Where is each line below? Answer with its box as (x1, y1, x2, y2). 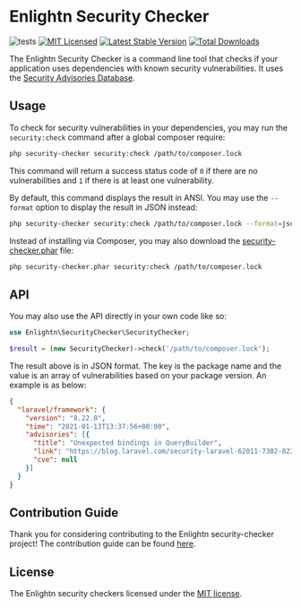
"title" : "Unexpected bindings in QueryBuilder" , (32, 439, 222, 447)
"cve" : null (32, 456, 78, 465)
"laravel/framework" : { (17, 405, 106, 414)
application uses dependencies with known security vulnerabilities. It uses (9, 63, 284, 74)
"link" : (32, 447, 63, 456)
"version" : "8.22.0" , (25, 413, 106, 422)
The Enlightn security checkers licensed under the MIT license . (9, 588, 243, 599)
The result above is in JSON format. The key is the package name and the (9, 360, 282, 371)
